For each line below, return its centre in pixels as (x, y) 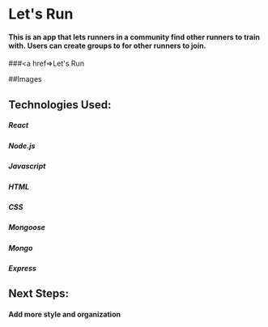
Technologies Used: (60, 105)
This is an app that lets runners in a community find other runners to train (134, 36)
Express (22, 268)
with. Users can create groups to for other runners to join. (107, 45)
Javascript (27, 166)
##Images (25, 79)
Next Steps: (38, 293)
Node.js (22, 146)
